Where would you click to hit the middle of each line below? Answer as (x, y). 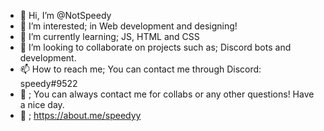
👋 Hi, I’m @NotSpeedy (65, 15)
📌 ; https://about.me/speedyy (80, 115)
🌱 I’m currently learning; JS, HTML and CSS (109, 36)
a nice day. (42, 104)
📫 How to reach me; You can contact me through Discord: (140, 69)
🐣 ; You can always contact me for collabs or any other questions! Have (167, 94)
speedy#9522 (48, 83)
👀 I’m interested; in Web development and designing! (128, 26)
